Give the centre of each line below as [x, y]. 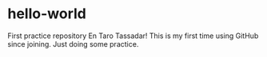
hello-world [47, 14]
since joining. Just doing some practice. [73, 44]
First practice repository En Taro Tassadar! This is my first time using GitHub [133, 36]
